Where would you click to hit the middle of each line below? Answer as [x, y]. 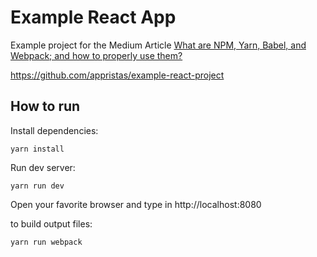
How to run [45, 106]
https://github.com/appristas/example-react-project [117, 75]
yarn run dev [37, 186]
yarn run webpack [46, 242]
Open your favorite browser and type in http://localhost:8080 [136, 204]
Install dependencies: [54, 130]
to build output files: [51, 223]
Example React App [93, 17]
